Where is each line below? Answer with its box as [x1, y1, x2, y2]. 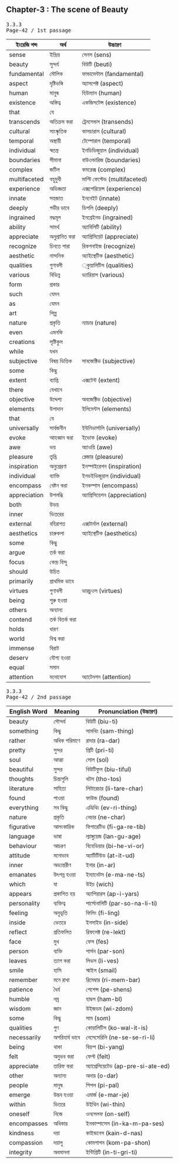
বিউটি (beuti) [82, 60, 113, 68]
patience [9, 985, 33, 993]
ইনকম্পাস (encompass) [82, 481, 139, 490]
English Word [9, 707, 48, 715]
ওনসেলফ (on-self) [86, 1110, 130, 1118]
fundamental [9, 70, 44, 78]
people [9, 1081, 28, 1089]
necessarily [9, 1033, 41, 1041]
